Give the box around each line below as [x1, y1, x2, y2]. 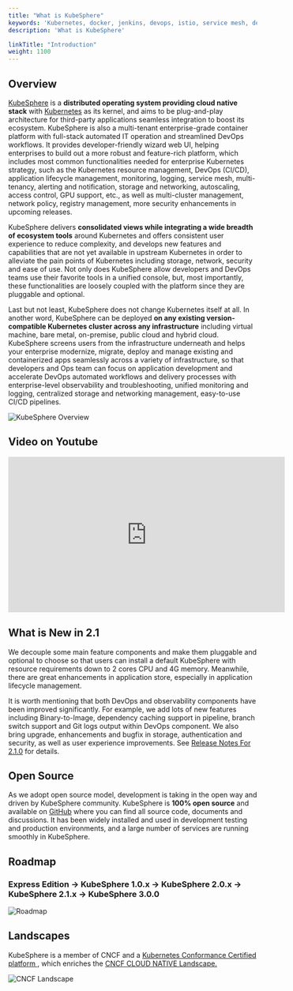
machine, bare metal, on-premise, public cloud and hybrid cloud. [8, 329, 220, 340]
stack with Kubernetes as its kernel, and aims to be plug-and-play [8, 106, 224, 115]
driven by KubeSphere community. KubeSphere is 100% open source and [8, 798, 250, 808]
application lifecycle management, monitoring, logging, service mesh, [8, 173, 235, 182]
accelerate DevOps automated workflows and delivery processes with [8, 372, 237, 381]
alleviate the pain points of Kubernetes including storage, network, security [8, 256, 253, 265]
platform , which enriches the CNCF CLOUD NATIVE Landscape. [8, 959, 217, 968]
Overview [8, 77, 58, 91]
